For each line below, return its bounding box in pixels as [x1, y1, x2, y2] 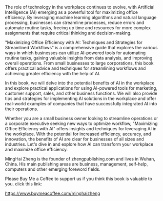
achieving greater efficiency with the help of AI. [5, 71, 101, 76]
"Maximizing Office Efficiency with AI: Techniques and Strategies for [5, 40, 143, 45]
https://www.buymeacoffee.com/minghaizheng [5, 190, 100, 196]
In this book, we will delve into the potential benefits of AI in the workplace [5, 80, 155, 86]
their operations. [5, 106, 38, 112]
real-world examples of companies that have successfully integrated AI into [5, 101, 157, 106]
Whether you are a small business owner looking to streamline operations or [5, 116, 159, 121]
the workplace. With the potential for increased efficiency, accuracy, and [5, 131, 151, 137]
